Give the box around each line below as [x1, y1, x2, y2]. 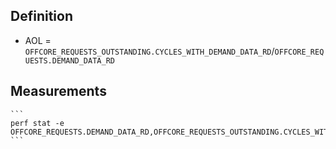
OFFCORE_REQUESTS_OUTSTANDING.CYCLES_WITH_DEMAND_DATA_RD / [24, 45, 275, 57]
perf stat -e [10, 118, 65, 128]
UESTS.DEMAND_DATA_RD [24, 55, 115, 66]
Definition [10, 8, 73, 25]
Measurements [10, 83, 107, 100]
